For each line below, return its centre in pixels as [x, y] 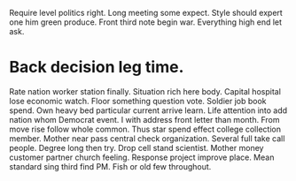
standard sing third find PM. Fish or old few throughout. [110, 166]
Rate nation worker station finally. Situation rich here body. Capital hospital [145, 91]
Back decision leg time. [97, 68]
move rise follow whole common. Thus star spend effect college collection [145, 129]
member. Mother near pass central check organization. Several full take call [147, 138]
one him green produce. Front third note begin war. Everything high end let [145, 22]
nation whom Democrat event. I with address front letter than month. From [144, 119]
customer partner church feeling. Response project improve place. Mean [142, 157]
